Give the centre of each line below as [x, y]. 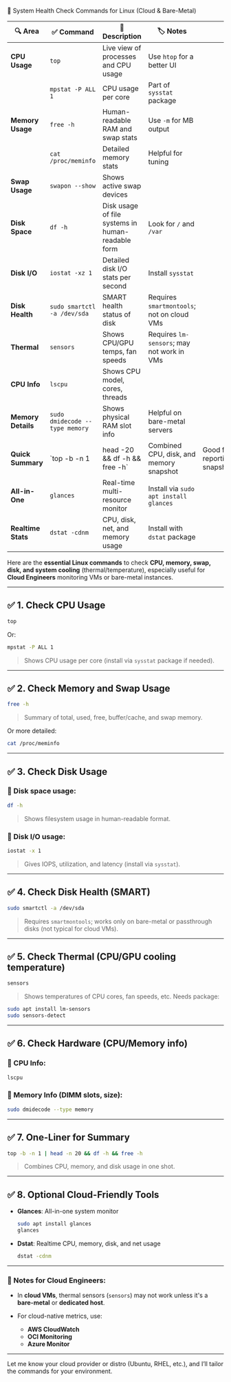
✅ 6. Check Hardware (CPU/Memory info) [97, 1044]
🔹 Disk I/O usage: [36, 836]
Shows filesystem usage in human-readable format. [97, 818]
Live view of [122, 48]
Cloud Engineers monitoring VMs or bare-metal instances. [90, 577]
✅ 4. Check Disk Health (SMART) [79, 892]
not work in [166, 352]
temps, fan [120, 352]
